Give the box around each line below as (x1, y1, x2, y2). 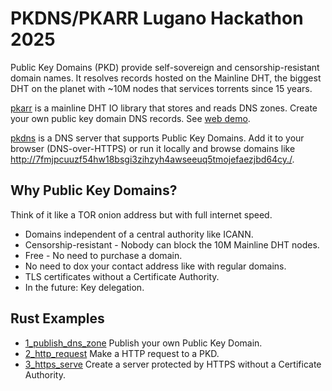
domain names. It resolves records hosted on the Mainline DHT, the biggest (10, 72, 322, 84)
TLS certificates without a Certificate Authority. (24, 270, 220, 282)
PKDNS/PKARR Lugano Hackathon (10, 7, 304, 30)
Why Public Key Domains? (10, 182, 178, 199)
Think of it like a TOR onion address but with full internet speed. (10, 208, 273, 221)
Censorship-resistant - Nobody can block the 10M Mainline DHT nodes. (24, 238, 320, 251)
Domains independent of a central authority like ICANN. (24, 228, 254, 240)
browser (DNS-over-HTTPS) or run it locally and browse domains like (10, 142, 296, 154)
